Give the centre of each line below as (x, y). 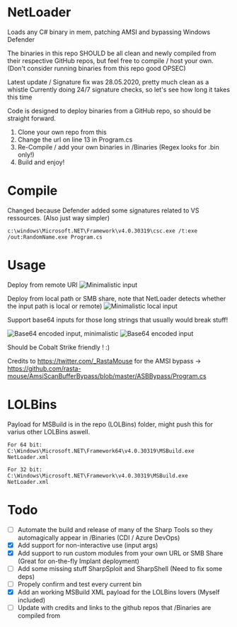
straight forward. (32, 118)
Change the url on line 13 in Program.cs (75, 140)
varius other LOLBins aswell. (49, 431)
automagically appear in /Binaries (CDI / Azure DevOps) (99, 537)
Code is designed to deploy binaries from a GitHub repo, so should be (109, 111)
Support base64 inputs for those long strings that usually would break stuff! (118, 320)
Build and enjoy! (41, 162)
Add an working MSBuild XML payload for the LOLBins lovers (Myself (118, 592)
